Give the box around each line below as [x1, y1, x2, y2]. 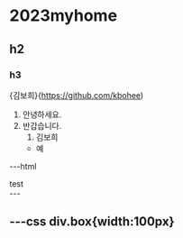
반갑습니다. [22, 120, 62, 131]
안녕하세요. [22, 109, 62, 120]
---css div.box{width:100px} [9, 214, 175, 230]
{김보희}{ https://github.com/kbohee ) [9, 89, 144, 100]
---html [9, 160, 37, 171]
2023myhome [9, 5, 118, 26]
